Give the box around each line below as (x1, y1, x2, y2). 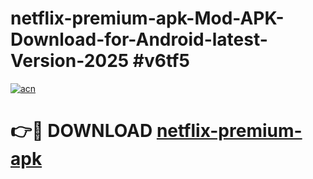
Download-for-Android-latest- (10, 28, 268, 51)
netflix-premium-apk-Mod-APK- (10, 7, 285, 30)
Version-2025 (10, 50, 130, 72)
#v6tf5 (132, 50, 190, 72)
